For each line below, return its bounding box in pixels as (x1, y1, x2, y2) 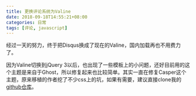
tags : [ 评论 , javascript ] (6, 25, 68, 31)
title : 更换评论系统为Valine (6, 8, 71, 15)
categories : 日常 (6, 19, 47, 25)
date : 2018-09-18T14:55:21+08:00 (6, 14, 88, 20)
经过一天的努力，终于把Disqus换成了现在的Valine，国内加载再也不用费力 (6, 42, 181, 49)
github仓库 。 (6, 83, 37, 91)
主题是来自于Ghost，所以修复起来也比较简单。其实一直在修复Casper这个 (11, 68, 187, 76)
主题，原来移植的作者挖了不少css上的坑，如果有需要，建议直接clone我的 (6, 76, 181, 83)
